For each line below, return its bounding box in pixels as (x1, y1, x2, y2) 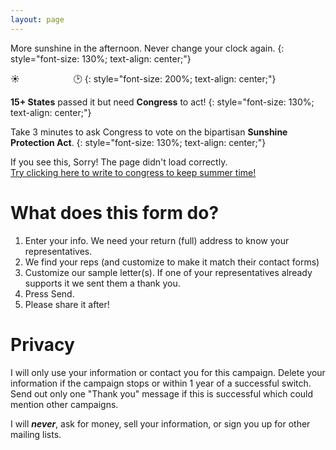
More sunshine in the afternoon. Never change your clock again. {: (10, 42, 285, 54)
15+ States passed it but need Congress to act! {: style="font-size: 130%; (10, 96, 315, 108)
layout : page (10, 14, 65, 25)
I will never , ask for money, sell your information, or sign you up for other (10, 417, 311, 430)
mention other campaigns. (10, 398, 119, 410)
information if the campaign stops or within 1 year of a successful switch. (10, 377, 312, 389)
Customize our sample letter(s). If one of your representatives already (24, 266, 313, 278)
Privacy (10, 333, 75, 356)
